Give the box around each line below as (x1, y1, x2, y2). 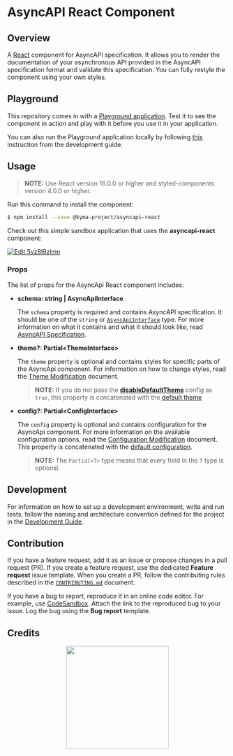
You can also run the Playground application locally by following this (7, 132, 203, 141)
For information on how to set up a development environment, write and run (7, 502, 225, 511)
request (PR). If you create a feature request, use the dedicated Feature (7, 563, 214, 572)
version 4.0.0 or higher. (24, 186, 92, 195)
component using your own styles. (7, 73, 107, 81)
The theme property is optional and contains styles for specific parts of (17, 357, 220, 365)
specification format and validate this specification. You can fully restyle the (7, 66, 225, 73)
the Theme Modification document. (17, 372, 119, 380)
